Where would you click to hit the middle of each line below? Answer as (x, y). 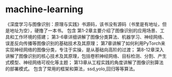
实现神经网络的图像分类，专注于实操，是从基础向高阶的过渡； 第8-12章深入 (85, 49)
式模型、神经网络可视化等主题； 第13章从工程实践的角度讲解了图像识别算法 (84, 62)
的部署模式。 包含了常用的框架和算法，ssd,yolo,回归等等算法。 (72, 69)
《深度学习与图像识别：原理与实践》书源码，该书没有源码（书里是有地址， (84, 24)
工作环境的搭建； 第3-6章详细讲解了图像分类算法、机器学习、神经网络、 (90, 37)
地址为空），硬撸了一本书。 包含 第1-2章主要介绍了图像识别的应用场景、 (85, 30)
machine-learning (44, 9)
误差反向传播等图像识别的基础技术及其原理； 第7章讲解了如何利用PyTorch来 (85, 43)
